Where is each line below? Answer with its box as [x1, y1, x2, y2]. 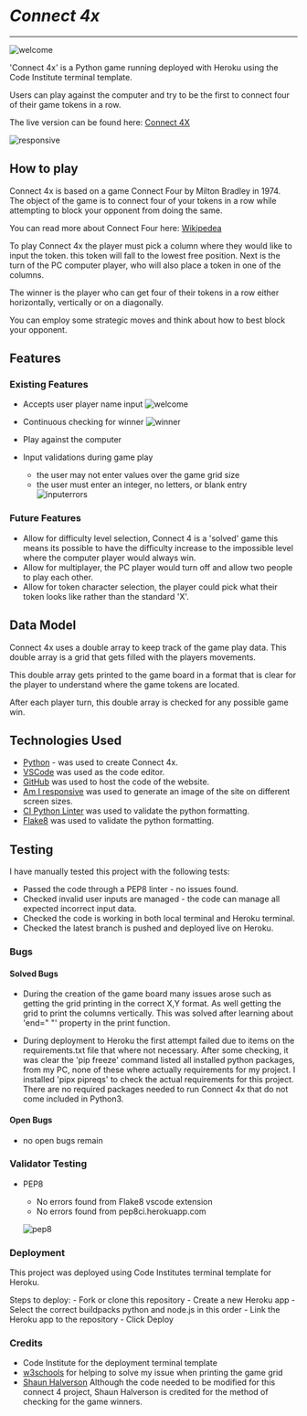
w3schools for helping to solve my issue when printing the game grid [22, 1368, 283, 1379]
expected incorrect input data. [22, 903, 137, 914]
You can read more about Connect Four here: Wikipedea [9, 222, 222, 233]
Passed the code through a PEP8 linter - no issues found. [22, 884, 239, 895]
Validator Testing [9, 1157, 88, 1170]
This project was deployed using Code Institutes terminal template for [9, 1267, 272, 1278]
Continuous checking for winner [22, 417, 144, 428]
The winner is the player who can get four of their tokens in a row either [9, 287, 280, 298]
